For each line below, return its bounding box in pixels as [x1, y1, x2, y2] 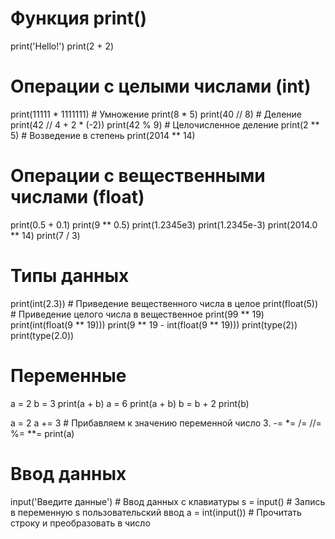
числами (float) [10, 186, 145, 209]
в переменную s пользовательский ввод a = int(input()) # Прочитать [10, 506, 302, 518]
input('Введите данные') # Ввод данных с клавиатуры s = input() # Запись [10, 495, 326, 507]
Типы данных [10, 265, 130, 287]
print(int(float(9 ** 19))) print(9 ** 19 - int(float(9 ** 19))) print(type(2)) [10, 318, 298, 331]
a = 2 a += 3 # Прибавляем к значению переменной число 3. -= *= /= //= [10, 417, 322, 429]
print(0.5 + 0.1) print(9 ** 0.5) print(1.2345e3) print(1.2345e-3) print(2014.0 [10, 218, 318, 231]
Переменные [10, 364, 127, 387]
